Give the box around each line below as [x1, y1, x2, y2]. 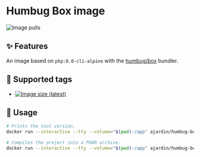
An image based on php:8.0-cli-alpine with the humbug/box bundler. [6, 57, 179, 64]
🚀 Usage [6, 107, 37, 118]
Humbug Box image [6, 4, 105, 18]
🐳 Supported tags [6, 75, 73, 85]
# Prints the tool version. [6, 124, 76, 130]
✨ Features [6, 41, 48, 51]
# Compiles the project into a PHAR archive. [6, 140, 121, 146]
